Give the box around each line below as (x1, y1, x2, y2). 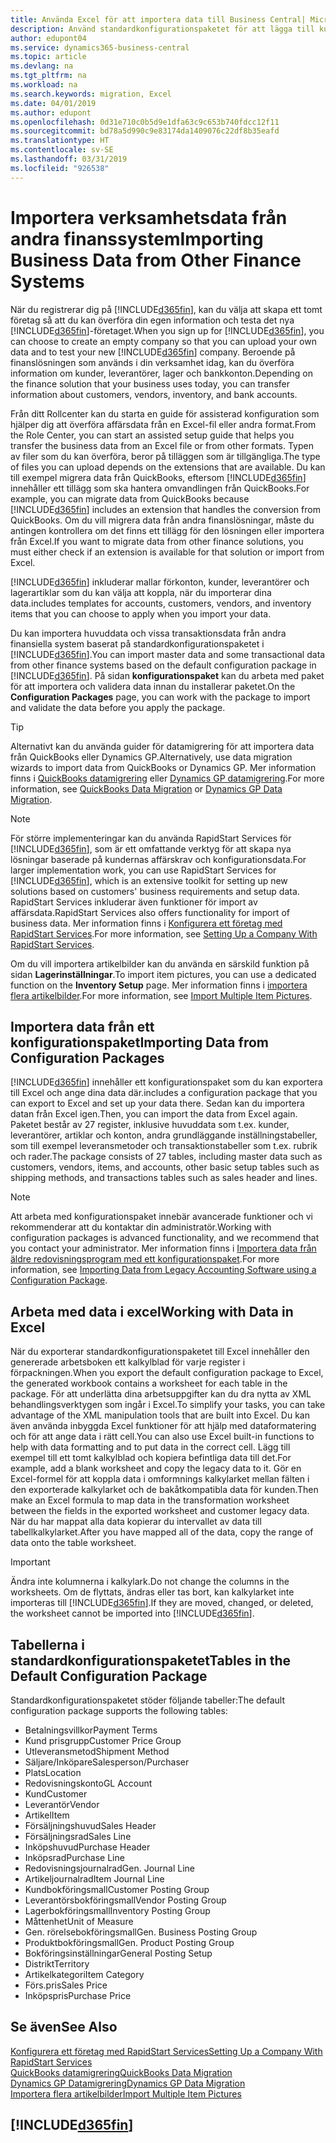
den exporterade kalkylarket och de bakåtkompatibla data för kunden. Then (10, 1484, 319, 1496)
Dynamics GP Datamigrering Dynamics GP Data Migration (10, 2077, 246, 2089)
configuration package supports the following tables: (10, 1705, 228, 1716)
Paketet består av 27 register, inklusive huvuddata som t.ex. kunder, (10, 1119, 290, 1131)
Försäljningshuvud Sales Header (24, 1820, 157, 1831)
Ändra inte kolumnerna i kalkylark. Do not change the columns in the (10, 1576, 290, 1588)
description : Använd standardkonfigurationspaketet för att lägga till (10, 24, 315, 34)
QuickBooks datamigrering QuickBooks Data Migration (10, 2066, 233, 2078)
